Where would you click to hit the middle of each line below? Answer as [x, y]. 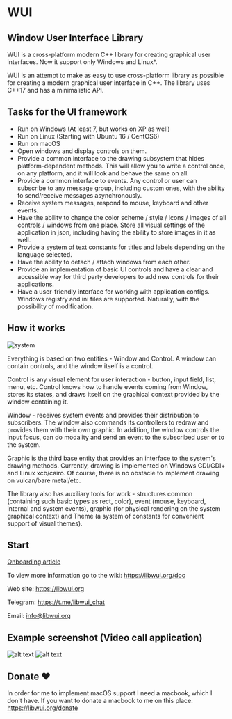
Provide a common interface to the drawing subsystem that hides [111, 158]
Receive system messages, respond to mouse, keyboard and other [113, 203]
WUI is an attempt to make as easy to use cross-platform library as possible [116, 75]
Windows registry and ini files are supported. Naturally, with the [108, 299]
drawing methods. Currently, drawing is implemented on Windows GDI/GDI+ [116, 465]
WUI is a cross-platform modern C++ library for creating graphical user [109, 54]
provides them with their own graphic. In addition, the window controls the [114, 429]
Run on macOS [39, 143]
